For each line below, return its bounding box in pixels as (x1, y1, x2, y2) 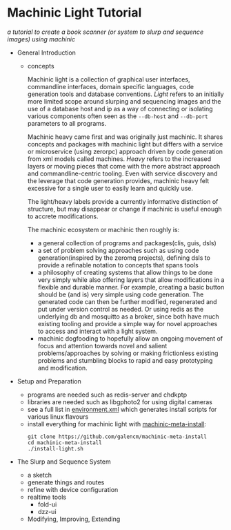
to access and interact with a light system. (37, 327, 158, 335)
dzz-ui (37, 507, 57, 515)
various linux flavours (27, 413, 89, 421)
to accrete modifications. (27, 212, 99, 220)
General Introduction (17, 48, 76, 57)
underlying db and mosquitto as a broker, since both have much (37, 312, 219, 321)
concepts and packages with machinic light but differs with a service (27, 140, 223, 148)
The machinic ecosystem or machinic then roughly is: (27, 225, 180, 234)
